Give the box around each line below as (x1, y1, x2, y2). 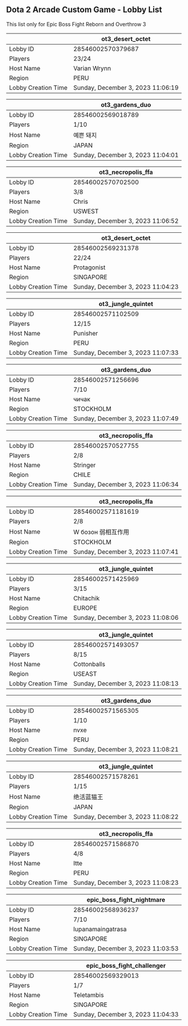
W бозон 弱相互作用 (73, 528, 129, 536)
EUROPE (73, 604, 98, 612)
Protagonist (73, 263, 106, 272)
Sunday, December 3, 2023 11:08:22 (73, 812, 179, 821)
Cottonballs (73, 660, 106, 668)
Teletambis (73, 991, 104, 999)
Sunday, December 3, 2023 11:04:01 (73, 151, 179, 159)
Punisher (73, 329, 98, 337)
